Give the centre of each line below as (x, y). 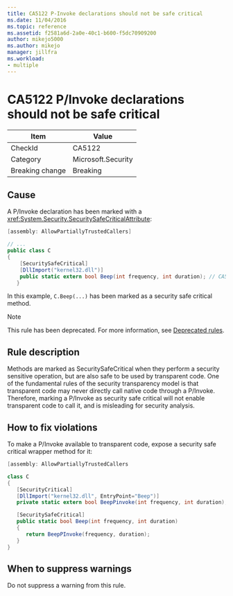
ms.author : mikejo (34, 46)
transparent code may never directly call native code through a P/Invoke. (111, 391)
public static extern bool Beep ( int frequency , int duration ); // (118, 277)
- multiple (23, 65)
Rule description (43, 352)
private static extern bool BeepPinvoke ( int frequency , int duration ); (122, 502)
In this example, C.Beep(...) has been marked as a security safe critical (110, 296)
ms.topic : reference (37, 26)
